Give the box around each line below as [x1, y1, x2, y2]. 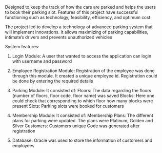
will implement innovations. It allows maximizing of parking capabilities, [5, 29, 149, 35]
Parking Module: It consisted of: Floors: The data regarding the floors [12, 88, 152, 93]
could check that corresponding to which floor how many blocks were [12, 98, 153, 104]
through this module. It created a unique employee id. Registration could [12, 73, 158, 78]
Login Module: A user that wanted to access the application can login [12, 53, 152, 59]
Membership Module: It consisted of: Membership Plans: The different [12, 113, 154, 118]
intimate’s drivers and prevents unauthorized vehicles [5, 34, 112, 40]
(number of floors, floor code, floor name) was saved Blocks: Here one [12, 93, 155, 98]
